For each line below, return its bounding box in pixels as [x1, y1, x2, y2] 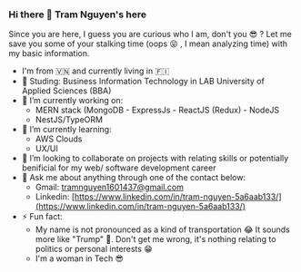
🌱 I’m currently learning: [21, 124, 112, 135]
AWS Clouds [35, 133, 83, 144]
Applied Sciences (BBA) [21, 85, 112, 96]
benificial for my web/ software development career [21, 162, 216, 173]
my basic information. [8, 48, 90, 59]
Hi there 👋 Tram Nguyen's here [8, 8, 147, 21]
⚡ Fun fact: [21, 211, 63, 222]
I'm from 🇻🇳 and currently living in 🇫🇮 [21, 65, 170, 76]
